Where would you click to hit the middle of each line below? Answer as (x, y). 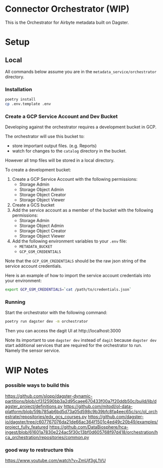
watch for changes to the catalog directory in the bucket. (69, 151)
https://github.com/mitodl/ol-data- (98, 406)
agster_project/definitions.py (34, 406)
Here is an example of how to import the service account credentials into (78, 276)
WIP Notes (27, 370)
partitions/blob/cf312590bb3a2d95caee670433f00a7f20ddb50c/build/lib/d (81, 401)
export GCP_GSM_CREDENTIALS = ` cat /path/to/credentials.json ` (68, 290)
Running (15, 302)
